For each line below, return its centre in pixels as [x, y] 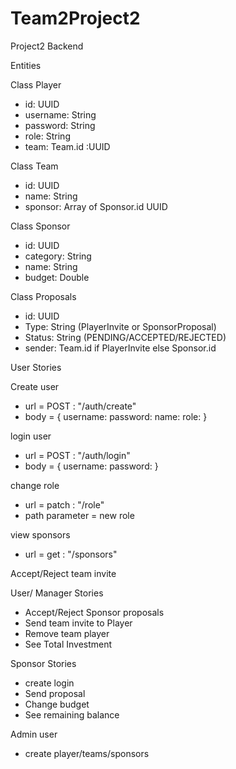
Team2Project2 [75, 18]
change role [35, 485]
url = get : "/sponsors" [71, 554]
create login [49, 683]
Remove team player [67, 633]
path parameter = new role [79, 515]
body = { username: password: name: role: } [116, 416]
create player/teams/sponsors [87, 753]
